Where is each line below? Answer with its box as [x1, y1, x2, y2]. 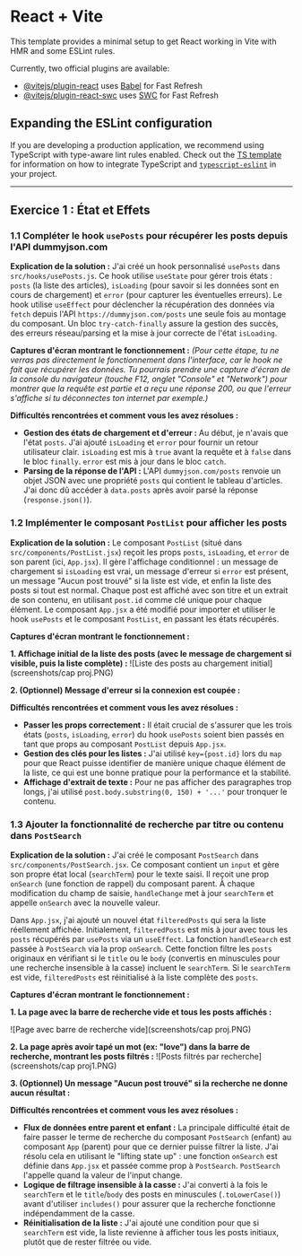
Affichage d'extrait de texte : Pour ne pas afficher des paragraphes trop [22, 776, 292, 787]
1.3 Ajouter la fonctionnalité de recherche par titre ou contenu [10, 818, 284, 831]
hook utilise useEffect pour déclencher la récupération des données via [10, 299, 275, 310]
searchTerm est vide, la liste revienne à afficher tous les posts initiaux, [22, 1227, 280, 1238]
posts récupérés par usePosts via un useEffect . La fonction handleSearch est [10, 934, 292, 945]
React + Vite [10, 6, 104, 27]
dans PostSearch [10, 829, 82, 842]
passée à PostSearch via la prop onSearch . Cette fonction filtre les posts [10, 944, 272, 955]
